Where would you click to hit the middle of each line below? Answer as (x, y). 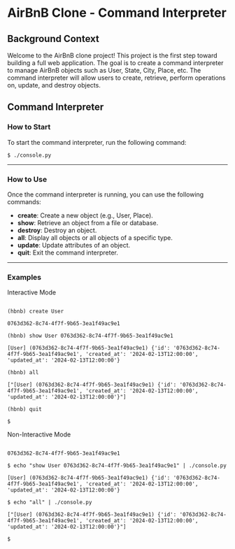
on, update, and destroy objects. (54, 85)
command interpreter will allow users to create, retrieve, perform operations (116, 78)
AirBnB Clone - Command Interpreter (117, 13)
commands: (24, 201)
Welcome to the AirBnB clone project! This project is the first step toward (113, 55)
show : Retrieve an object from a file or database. (88, 222)
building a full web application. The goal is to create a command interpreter (115, 63)
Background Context (53, 39)
